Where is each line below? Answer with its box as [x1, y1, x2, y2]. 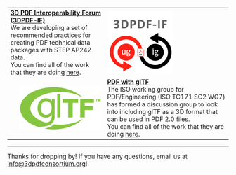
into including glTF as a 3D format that [107, 108, 218, 115]
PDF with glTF [107, 78, 150, 86]
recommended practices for [10, 31, 91, 39]
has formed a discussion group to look [107, 100, 218, 108]
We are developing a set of [10, 23, 88, 31]
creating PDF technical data [10, 38, 91, 46]
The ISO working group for [107, 85, 184, 93]
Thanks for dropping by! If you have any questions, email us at [7, 152, 188, 160]
